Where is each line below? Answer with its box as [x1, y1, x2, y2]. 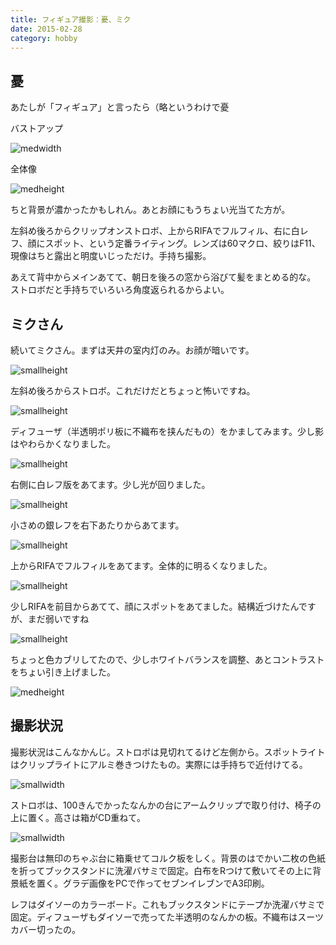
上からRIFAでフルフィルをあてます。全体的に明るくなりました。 [10, 560, 273, 571]
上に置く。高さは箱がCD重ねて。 [10, 811, 146, 823]
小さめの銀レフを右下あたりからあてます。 [10, 519, 185, 531]
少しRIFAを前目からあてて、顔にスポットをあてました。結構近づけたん [10, 601, 299, 612]
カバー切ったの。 [10, 923, 81, 935]
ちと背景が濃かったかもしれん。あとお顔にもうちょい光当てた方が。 [10, 204, 291, 216]
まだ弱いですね [27, 613, 90, 625]
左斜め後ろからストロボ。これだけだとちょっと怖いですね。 [10, 385, 256, 396]
